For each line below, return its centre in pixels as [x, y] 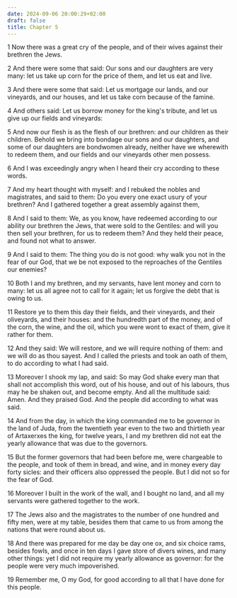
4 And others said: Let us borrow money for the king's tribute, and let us [112, 111]
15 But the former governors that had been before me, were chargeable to [115, 457]
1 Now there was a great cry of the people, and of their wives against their [115, 47]
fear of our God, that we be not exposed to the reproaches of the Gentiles [115, 262]
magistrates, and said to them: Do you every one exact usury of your [107, 197]
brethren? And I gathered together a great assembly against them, [104, 205]
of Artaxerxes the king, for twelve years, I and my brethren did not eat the [114, 436]
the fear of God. [31, 480]
